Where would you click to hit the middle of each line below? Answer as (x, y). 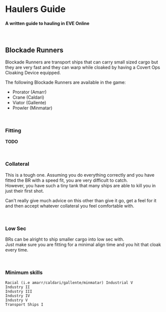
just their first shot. (24, 191)
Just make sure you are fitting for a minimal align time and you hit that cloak (83, 245)
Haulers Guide (35, 9)
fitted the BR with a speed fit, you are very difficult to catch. (67, 180)
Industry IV (17, 296)
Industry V (16, 301)
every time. (17, 250)
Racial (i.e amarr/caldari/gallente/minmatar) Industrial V (69, 283)
